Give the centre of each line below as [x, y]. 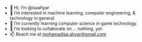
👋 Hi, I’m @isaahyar [30, 8]
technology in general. [33, 18]
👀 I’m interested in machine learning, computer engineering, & [72, 13]
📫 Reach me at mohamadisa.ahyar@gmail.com [58, 34]
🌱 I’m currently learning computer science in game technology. [74, 23]
